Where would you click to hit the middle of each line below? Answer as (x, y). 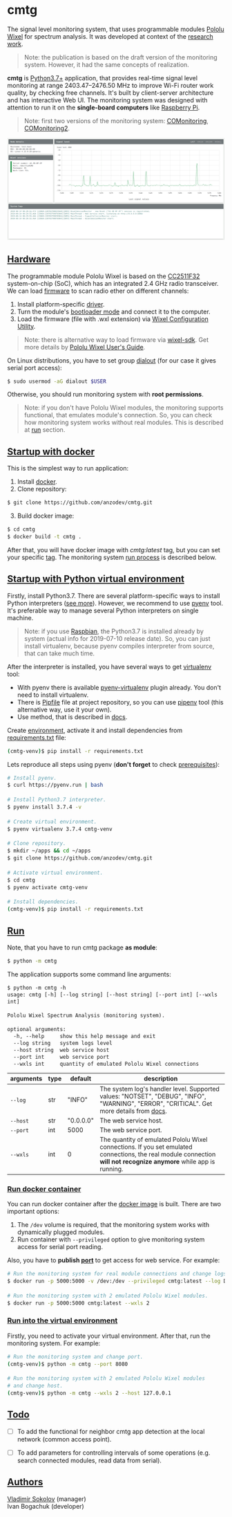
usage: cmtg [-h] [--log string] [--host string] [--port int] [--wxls (112, 994)
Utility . (26, 326)
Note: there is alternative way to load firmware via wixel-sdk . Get (116, 339)
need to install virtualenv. (53, 695)
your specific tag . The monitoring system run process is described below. (112, 557)
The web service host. (131, 1120)
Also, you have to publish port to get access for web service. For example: (114, 1260)
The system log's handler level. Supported (159, 1089)
